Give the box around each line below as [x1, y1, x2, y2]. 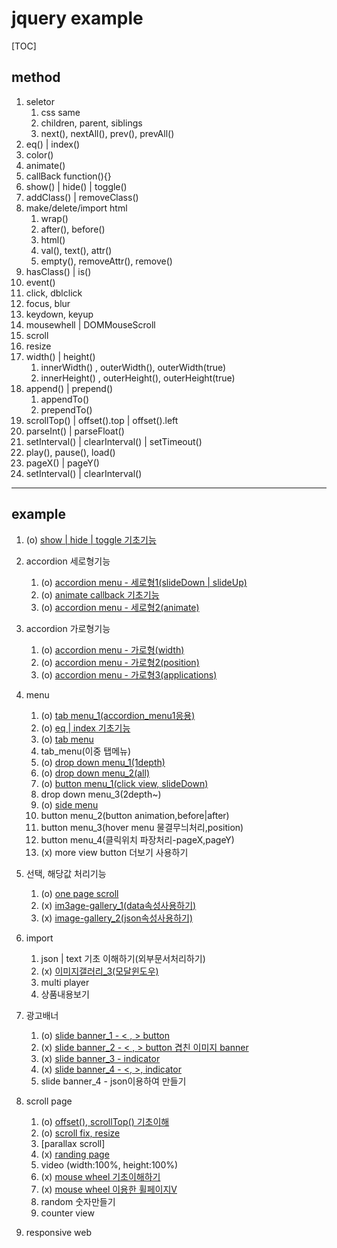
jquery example [11, 7, 144, 30]
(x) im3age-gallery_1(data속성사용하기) [40, 899, 197, 911]
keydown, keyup [25, 308, 94, 320]
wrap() [40, 212, 69, 224]
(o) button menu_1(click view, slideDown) [40, 777, 209, 789]
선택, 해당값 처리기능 [25, 867, 107, 879]
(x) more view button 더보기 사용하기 [40, 846, 189, 858]
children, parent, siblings [40, 117, 143, 129]
